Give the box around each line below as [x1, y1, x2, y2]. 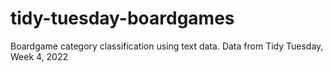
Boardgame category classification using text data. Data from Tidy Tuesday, [10, 40, 324, 52]
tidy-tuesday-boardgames [10, 7, 235, 30]
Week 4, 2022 [10, 50, 69, 62]
